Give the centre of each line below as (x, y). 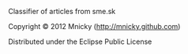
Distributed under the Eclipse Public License (80, 41)
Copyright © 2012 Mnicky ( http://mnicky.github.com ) (94, 26)
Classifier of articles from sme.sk (62, 11)
